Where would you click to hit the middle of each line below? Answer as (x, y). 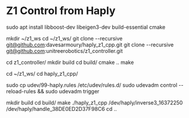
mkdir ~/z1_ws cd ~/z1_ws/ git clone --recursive (64, 38)
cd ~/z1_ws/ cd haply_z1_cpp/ (42, 73)
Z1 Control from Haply (61, 11)
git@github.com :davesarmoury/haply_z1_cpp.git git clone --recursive (90, 45)
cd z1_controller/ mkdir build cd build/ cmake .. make (70, 62)
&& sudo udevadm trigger (69, 91)
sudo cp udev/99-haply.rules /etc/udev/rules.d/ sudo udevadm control (92, 85)
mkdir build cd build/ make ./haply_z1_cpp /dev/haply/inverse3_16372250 (94, 102)
